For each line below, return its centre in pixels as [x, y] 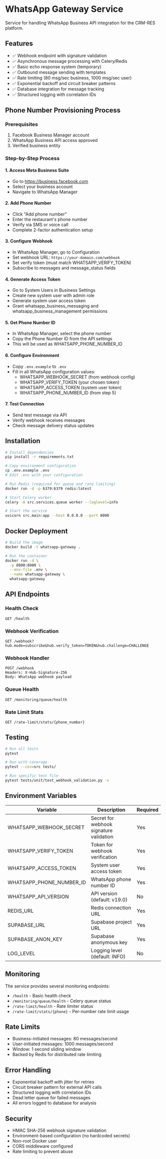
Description [111, 809]
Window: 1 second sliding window [47, 1049]
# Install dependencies [30, 452]
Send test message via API [40, 415]
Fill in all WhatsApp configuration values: [54, 371]
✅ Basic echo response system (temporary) [57, 67]
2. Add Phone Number [28, 203]
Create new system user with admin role [53, 296]
